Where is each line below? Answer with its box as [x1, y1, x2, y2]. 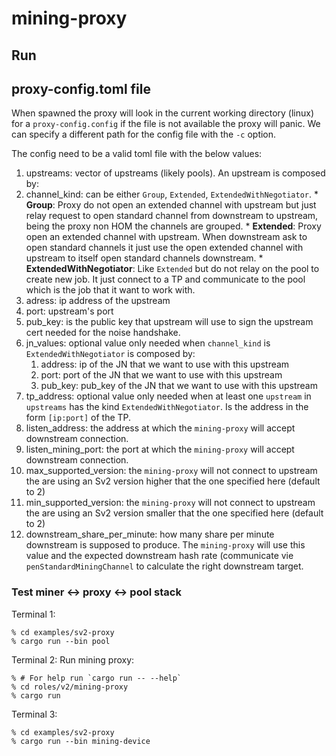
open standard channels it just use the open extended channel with [25, 242, 304, 254]
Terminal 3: [11, 708, 58, 720]
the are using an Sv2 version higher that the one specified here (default [25, 475, 321, 487]
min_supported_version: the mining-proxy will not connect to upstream [25, 497, 316, 509]
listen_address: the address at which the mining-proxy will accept [25, 422, 296, 434]
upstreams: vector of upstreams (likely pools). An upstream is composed [25, 167, 326, 179]
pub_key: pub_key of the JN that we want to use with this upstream [40, 380, 318, 392]
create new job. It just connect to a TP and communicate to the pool [25, 273, 306, 286]
